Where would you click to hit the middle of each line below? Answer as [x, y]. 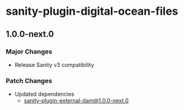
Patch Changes [29, 81]
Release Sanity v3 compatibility [54, 65]
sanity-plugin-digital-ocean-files [92, 11]
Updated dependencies [44, 94]
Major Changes [29, 52]
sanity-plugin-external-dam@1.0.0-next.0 [76, 101]
